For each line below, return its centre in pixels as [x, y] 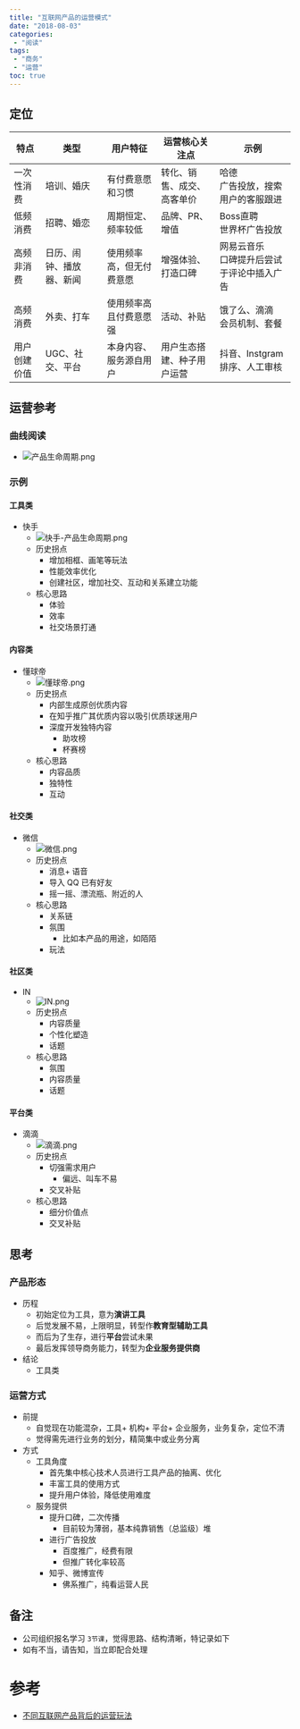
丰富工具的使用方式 [84, 1484]
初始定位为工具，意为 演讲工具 [90, 1314]
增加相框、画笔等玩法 [88, 561]
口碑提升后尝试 [251, 259]
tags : [19, 51]
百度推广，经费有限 [98, 1551]
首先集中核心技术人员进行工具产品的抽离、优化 [135, 1472]
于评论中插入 [246, 273]
